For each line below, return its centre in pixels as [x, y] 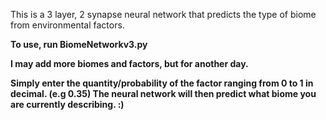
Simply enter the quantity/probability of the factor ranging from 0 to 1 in [162, 83]
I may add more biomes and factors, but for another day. [129, 63]
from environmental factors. [67, 25]
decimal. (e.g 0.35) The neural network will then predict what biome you [163, 93]
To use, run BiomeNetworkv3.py [79, 44]
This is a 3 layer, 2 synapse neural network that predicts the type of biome [163, 14]
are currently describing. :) [67, 104]
